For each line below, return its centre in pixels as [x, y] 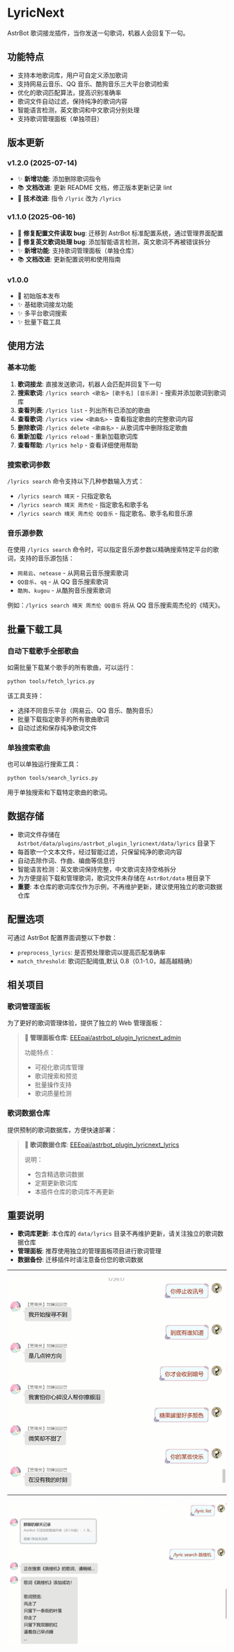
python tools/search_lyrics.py [53, 778]
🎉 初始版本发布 [39, 296]
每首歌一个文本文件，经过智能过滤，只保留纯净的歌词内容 [100, 851]
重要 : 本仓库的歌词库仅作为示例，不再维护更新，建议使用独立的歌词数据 [120, 886]
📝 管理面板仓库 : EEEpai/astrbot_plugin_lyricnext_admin [103, 1038]
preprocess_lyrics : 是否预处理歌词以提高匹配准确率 [91, 952]
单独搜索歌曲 [29, 748]
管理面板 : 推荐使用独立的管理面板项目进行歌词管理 [89, 1251]
